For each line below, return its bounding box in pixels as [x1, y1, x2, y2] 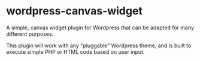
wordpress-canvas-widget [6, 4, 143, 18]
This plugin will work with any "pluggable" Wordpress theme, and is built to [6, 42, 192, 49]
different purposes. [6, 30, 54, 37]
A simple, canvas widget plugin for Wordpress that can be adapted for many [6, 24, 195, 31]
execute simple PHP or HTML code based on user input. [6, 48, 145, 55]
